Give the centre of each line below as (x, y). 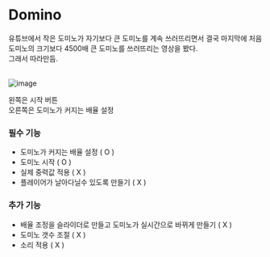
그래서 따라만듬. (33, 58)
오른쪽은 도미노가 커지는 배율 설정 (61, 110)
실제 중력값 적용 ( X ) (53, 172)
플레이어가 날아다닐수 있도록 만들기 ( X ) (83, 183)
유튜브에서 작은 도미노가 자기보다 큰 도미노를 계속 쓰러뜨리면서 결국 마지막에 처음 (135, 38)
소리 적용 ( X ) (42, 245)
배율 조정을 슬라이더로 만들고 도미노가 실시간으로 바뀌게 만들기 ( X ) (126, 225)
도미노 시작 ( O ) (46, 162)
